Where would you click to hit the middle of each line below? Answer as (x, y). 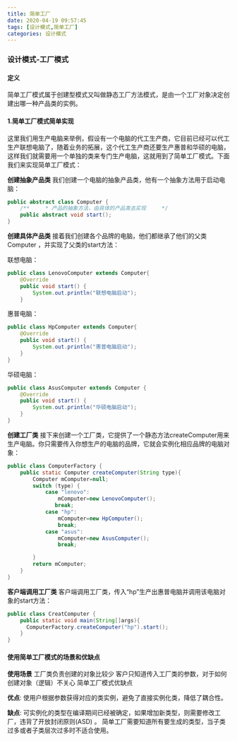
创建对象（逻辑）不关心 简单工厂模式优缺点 (70, 683)
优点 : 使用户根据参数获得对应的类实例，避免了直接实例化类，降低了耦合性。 (117, 698)
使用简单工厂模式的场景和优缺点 (54, 657)
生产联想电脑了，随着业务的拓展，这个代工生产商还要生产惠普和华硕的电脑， (119, 147)
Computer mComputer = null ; (71, 479)
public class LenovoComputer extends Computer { (79, 273)
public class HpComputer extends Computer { (72, 327)
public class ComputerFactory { (55, 466)
